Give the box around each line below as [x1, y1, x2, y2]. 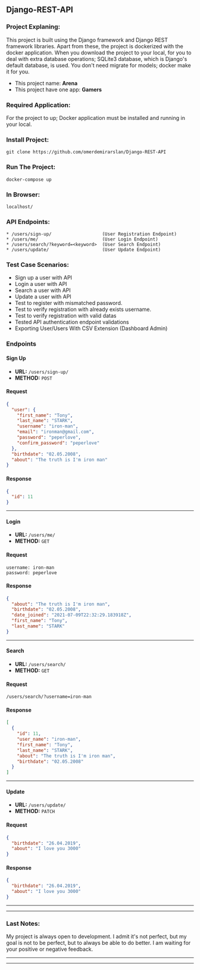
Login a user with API [14, 281, 67, 288]
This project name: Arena [14, 79, 78, 87]
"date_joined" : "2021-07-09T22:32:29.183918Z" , [11, 612, 132, 618]
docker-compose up [6, 176, 52, 183]
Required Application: [6, 101, 71, 109]
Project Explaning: [6, 23, 61, 31]
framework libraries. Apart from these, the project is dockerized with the [6, 42, 183, 50]
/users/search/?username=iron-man [6, 694, 92, 700]
